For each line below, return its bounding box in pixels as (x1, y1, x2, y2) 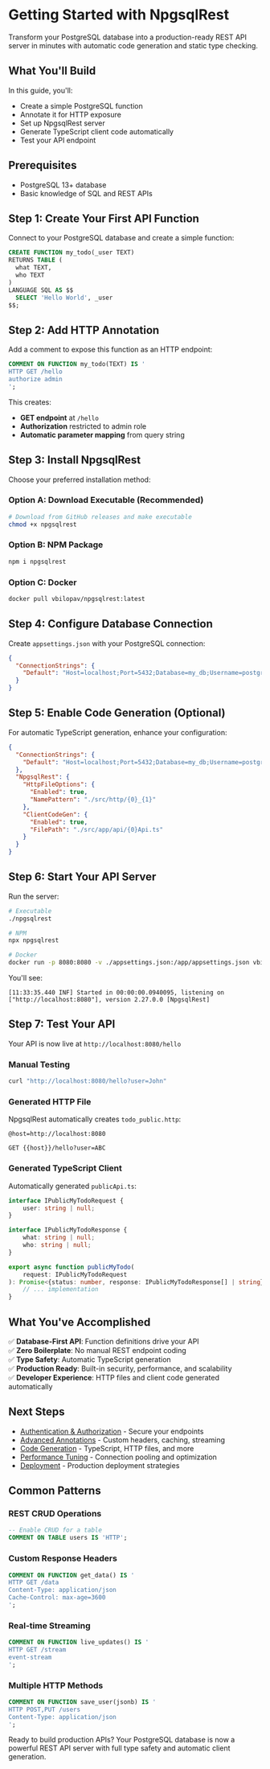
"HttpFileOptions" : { (22, 780, 95, 789)
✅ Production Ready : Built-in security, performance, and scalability (8, 1364, 232, 1373)
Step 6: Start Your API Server (8, 870, 157, 884)
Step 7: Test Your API (8, 1018, 116, 1031)
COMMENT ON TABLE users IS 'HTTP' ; (8, 1534, 128, 1542)
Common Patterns (8, 1484, 102, 1498)
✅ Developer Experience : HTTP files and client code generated (8, 1372, 219, 1382)
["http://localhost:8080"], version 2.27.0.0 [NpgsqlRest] (8, 996, 211, 1004)
